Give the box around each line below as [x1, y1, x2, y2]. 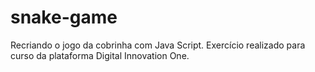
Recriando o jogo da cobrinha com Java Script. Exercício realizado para [10, 39, 306, 51]
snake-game [10, 6, 118, 29]
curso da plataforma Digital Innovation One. [10, 49, 190, 61]
